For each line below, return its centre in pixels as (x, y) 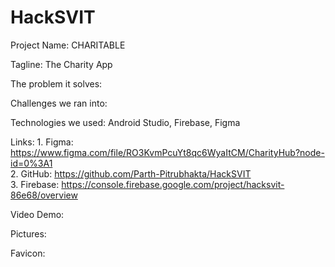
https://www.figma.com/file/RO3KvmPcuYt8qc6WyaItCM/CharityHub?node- (167, 152)
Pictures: (28, 233)
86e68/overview (44, 195)
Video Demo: (37, 214)
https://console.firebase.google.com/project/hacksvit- (173, 184)
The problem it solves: (56, 83)
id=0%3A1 (31, 163)
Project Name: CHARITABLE (68, 45)
